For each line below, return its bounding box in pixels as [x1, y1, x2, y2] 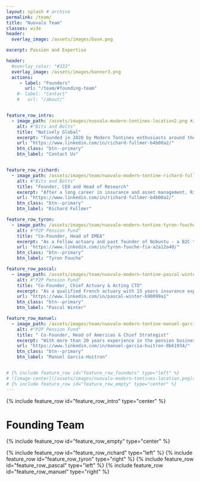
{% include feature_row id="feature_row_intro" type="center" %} [6, 397, 166, 404]
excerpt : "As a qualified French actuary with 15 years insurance [17, 288, 185, 294]
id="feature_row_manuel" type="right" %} [6, 468, 110, 476]
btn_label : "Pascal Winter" [17, 304, 86, 311]
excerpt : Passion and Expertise [6, 47, 86, 54]
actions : [11, 74, 33, 80]
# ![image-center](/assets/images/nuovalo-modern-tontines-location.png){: [6, 375, 198, 381]
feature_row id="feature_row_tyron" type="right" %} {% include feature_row [6, 455, 194, 463]
